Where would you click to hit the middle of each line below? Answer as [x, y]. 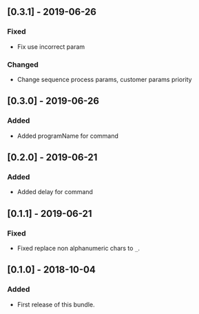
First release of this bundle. [56, 304]
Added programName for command [68, 136]
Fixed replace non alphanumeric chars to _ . [78, 249]
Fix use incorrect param [51, 46]
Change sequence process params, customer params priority [104, 79]
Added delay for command [55, 192]
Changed [23, 64]
